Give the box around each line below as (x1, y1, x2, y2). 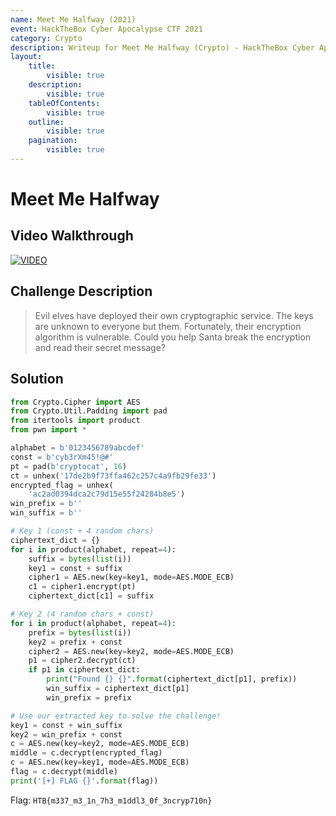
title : (28, 61, 56, 71)
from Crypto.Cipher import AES (10, 397, 141, 407)
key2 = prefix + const (28, 637, 123, 647)
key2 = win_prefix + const (10, 729, 123, 740)
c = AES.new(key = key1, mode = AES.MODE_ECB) (10, 757, 190, 768)
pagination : (28, 136, 78, 146)
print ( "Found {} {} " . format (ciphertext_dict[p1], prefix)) (46, 674, 298, 685)
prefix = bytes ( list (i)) (28, 627, 132, 638)
